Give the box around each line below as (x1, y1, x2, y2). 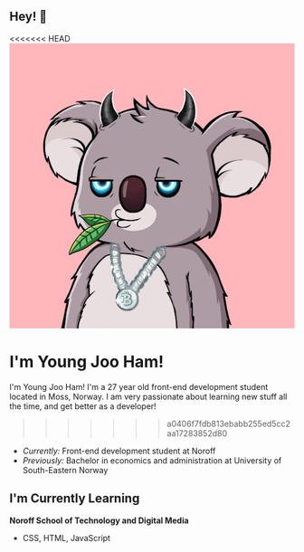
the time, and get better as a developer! (9, 400, 157, 412)
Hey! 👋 (9, 9, 48, 24)
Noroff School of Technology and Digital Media (9, 515, 189, 526)
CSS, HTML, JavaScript (22, 532, 111, 543)
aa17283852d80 (166, 427, 228, 439)
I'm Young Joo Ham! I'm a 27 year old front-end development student (9, 381, 269, 392)
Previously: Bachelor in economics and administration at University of (22, 454, 282, 466)
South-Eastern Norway (22, 464, 109, 475)
